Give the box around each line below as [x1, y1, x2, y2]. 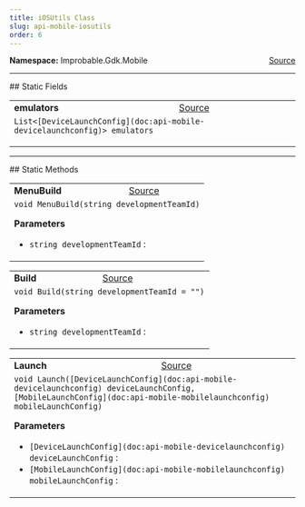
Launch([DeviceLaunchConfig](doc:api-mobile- [36, 374, 238, 384]
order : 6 [9, 30, 43, 39]
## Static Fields [9, 81, 68, 92]
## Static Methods [9, 164, 79, 175]
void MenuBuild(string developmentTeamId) [14, 199, 201, 210]
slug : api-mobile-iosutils [9, 22, 112, 31]
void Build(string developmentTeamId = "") [14, 287, 205, 297]
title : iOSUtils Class [9, 13, 95, 23]
